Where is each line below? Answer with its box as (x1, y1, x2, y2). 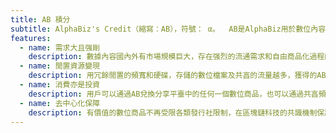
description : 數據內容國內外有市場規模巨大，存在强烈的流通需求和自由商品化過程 (28, 52, 325, 62)
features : (10, 33, 52, 43)
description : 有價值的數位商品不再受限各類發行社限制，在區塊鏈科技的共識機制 (28, 107, 318, 118)
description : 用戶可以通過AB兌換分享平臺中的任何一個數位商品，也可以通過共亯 (28, 89, 319, 99)
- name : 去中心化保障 (19, 98, 100, 108)
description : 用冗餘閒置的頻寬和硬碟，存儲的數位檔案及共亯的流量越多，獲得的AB (28, 71, 327, 81)
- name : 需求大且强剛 (19, 42, 100, 53)
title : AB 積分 (10, 14, 71, 25)
